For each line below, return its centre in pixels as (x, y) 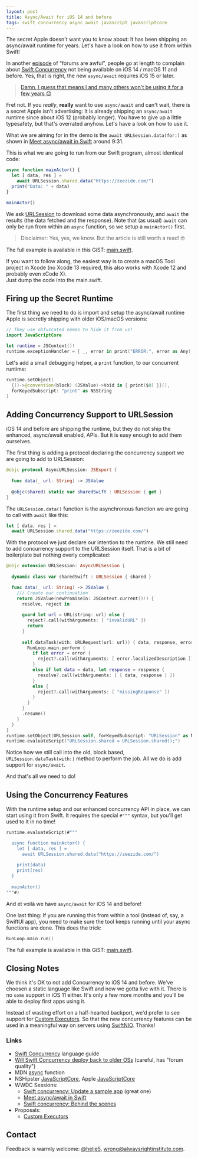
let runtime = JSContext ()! (41, 346)
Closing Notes (33, 968)
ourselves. (19, 441)
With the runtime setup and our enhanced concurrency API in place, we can (98, 809)
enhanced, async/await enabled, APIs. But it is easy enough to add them (94, 435)
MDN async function (39, 1072)
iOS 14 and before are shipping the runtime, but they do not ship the (88, 429)
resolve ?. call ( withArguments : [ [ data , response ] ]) (106, 675)
